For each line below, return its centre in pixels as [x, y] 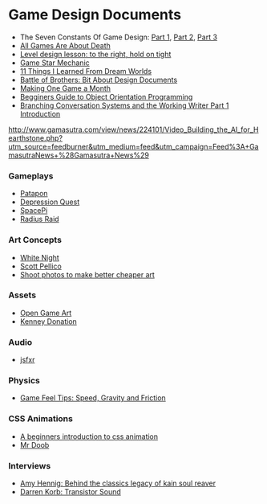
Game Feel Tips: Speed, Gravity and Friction [93, 398]
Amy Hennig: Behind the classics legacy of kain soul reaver [118, 483]
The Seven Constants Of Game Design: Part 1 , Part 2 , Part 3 [119, 37]
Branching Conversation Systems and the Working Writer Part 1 [124, 105]
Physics [24, 381]
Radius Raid [39, 219]
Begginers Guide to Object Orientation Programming [106, 96]
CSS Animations [41, 419]
